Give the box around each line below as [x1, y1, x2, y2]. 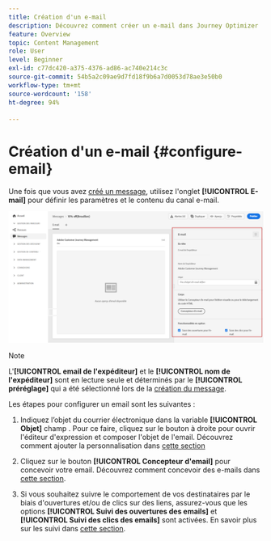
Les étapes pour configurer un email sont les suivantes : [8, 399, 196, 409]
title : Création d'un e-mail [8, 13, 107, 21]
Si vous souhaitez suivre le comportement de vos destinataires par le [19, 489, 251, 499]
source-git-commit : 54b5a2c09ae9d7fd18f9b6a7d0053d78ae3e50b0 [8, 73, 222, 81]
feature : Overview [8, 30, 70, 38]
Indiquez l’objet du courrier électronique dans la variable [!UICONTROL [19, 415, 257, 425]
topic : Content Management [8, 39, 100, 47]
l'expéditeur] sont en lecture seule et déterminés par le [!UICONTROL [8, 375, 243, 385]
